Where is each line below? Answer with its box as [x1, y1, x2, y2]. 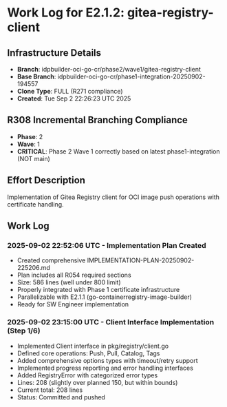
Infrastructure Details [7, 47, 102, 59]
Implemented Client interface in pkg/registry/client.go [17, 342, 169, 350]
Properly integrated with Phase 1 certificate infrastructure [17, 286, 180, 294]
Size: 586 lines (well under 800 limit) [17, 278, 122, 286]
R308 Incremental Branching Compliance [7, 114, 188, 126]
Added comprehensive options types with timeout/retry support [17, 356, 198, 364]
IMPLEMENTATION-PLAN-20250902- [87, 256, 195, 264]
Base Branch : [17, 72, 56, 81]
